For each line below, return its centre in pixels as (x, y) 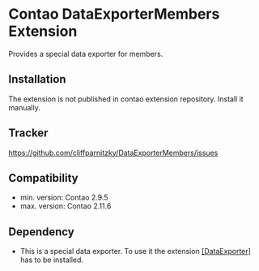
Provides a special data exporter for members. (86, 54)
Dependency (41, 232)
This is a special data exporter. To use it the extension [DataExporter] (135, 252)
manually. (24, 107)
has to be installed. (51, 260)
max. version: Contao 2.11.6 (66, 206)
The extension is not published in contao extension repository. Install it (126, 99)
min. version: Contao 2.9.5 (64, 198)
